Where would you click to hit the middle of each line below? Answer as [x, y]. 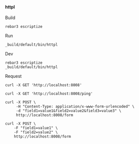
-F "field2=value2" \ [36, 132]
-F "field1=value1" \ [36, 128]
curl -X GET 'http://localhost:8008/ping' [49, 94]
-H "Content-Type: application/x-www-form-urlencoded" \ [75, 107]
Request [13, 76]
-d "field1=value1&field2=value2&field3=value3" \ [69, 111]
